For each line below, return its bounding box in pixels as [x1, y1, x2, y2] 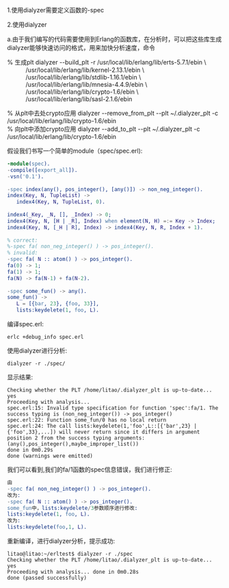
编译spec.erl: [7, 320, 44, 328]
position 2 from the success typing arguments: [7, 435, 146, 442]
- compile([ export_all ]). [7, 166, 78, 173]
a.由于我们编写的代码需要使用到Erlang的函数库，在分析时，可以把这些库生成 [7, 35, 222, 43]
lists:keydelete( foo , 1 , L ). [7, 524, 87, 531]
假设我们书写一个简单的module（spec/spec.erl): [7, 146, 143, 155]
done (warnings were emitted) [7, 452, 94, 459]
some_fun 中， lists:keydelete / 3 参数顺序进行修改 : [7, 504, 138, 511]
